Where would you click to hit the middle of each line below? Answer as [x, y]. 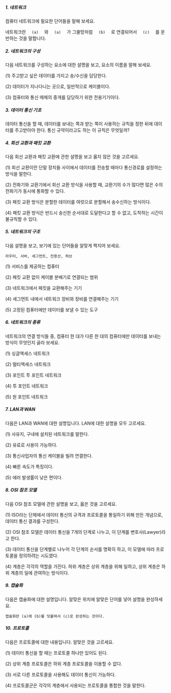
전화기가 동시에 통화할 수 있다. [35, 191]
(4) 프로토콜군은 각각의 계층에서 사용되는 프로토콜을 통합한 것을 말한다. [76, 685]
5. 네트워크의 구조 [23, 232]
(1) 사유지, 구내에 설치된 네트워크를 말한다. [47, 434]
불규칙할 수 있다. [22, 219]
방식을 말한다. [19, 174]
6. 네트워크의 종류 [23, 322]
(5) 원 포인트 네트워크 [27, 397]
